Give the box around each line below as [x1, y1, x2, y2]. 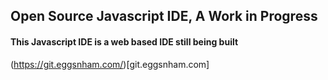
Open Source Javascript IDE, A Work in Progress [10, 8, 318, 25]
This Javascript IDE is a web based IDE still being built [10, 35, 239, 48]
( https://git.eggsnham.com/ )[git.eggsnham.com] [10, 58, 210, 70]
